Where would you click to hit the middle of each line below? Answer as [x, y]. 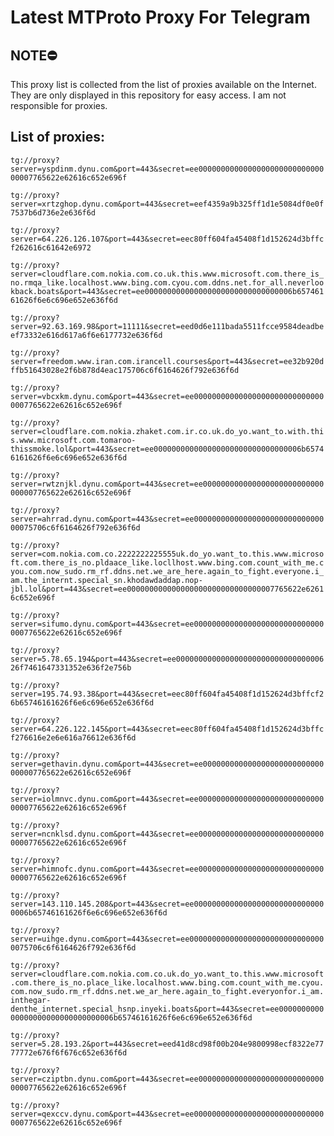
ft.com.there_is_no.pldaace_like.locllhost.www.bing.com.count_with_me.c [167, 562]
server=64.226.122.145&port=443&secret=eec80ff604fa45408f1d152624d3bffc [167, 729]
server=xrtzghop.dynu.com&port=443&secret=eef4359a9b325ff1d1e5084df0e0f [167, 204]
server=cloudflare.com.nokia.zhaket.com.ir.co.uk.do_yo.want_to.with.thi [167, 431]
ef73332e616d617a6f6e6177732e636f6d [86, 335]
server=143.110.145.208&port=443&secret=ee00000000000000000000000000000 [167, 904]
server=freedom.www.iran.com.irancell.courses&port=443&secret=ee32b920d [167, 361]
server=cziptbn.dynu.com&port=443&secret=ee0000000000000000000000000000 [167, 1079]
